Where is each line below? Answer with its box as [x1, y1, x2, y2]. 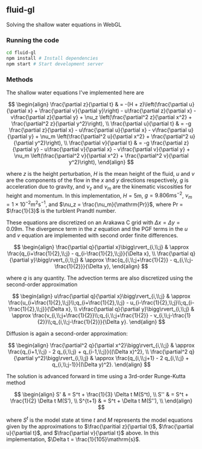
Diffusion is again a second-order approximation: [6, 329, 128, 337]
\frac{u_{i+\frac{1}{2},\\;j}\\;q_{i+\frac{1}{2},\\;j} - [8, 299, 129, 306]
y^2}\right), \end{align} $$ [68, 158, 134, 166]
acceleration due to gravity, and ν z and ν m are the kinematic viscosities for [6, 183, 192, 192]
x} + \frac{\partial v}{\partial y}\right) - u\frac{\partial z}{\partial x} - [27, 107, 197, 114]
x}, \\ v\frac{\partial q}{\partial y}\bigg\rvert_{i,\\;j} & [65, 305, 195, 312]
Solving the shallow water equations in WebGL [6, 21, 122, 28]
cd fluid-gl [6, 50, 36, 56]
